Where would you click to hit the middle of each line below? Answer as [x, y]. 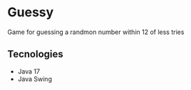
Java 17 [29, 71]
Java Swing [35, 79]
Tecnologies [35, 54]
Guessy [31, 12]
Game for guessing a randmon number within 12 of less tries [96, 32]
